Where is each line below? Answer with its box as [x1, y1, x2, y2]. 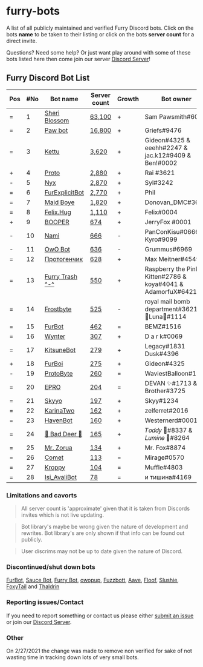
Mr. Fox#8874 [144, 443, 186, 452]
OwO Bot [44, 245, 71, 253]
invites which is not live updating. [21, 511, 105, 519]
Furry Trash [44, 272, 77, 280]
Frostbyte [44, 305, 72, 313]
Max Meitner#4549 [144, 254, 201, 263]
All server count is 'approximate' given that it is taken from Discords [21, 505, 190, 513]
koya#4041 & [144, 280, 184, 288]
